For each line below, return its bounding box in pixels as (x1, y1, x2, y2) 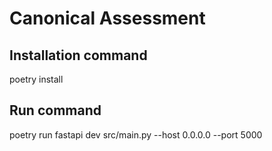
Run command (9, 102, 102, 119)
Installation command (9, 47, 148, 64)
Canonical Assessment (9, 7, 206, 30)
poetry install (9, 73, 64, 85)
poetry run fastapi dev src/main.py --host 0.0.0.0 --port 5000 (9, 128, 263, 141)
